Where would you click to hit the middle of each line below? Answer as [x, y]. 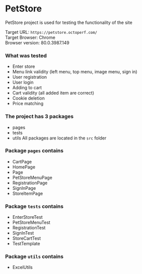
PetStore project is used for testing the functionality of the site [69, 22]
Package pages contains [34, 151]
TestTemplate [26, 244]
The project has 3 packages [39, 117]
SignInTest [23, 233]
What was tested [26, 55]
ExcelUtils [23, 268]
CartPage [22, 161]
